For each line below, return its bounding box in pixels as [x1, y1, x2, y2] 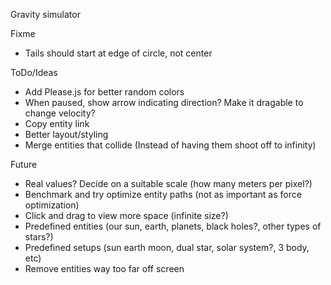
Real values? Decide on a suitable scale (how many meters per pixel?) [24, 178, 313, 189]
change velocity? [24, 107, 96, 119]
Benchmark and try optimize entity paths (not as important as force [24, 189, 302, 200]
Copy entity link [24, 118, 90, 129]
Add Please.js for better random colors [24, 86, 185, 98]
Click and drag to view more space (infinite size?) [24, 210, 229, 221]
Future [10, 159, 38, 170]
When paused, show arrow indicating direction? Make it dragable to [24, 97, 304, 108]
